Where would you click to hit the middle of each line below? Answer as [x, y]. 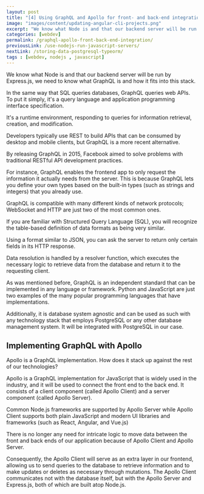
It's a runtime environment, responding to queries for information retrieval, [99, 117]
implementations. [28, 302]
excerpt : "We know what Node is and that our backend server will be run [102, 29]
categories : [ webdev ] [34, 35]
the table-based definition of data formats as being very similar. [86, 228]
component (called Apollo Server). [49, 398]
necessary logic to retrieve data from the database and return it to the [93, 264]
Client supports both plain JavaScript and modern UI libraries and [88, 416]
